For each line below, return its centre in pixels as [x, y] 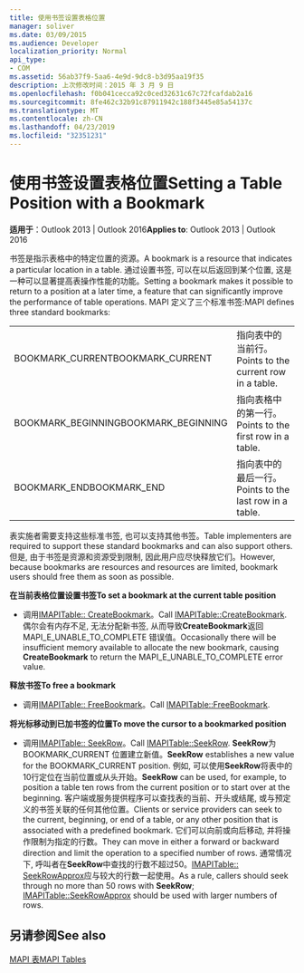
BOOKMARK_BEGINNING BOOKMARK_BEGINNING [121, 422]
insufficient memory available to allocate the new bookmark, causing [151, 647]
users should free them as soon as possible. [92, 576]
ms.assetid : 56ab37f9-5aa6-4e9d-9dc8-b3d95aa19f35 [107, 77]
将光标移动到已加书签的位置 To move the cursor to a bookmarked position [148, 723]
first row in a [263, 436]
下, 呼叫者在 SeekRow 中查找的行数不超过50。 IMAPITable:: [131, 864]
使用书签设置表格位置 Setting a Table [146, 183]
